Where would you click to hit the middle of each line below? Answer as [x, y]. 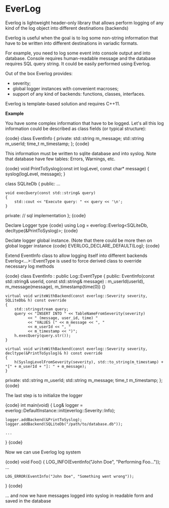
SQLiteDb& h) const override [36, 300]
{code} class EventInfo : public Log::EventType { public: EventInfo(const [80, 276]
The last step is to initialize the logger [44, 395]
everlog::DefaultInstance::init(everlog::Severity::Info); [60, 410]
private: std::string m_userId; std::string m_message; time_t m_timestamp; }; [84, 380]
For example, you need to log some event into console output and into [78, 53]
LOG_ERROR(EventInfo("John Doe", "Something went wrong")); [70, 476]
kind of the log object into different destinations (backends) [67, 28]
